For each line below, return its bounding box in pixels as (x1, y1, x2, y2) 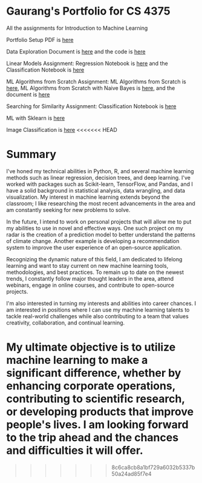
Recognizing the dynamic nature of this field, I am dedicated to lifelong (6, 255, 183, 262)
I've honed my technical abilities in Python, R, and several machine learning (6, 167, 195, 174)
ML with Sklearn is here (6, 114, 65, 122)
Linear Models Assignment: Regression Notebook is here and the (6, 60, 168, 67)
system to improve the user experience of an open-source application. (6, 244, 182, 251)
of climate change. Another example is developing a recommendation (6, 237, 180, 244)
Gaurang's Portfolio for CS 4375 (6, 4, 171, 18)
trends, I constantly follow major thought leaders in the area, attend (6, 275, 174, 282)
